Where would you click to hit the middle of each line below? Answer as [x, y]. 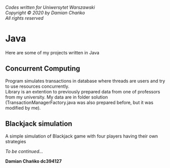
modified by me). [23, 108]
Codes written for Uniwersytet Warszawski [50, 7]
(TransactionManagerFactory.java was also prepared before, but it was [79, 102]
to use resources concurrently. [37, 86]
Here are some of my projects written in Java [53, 52]
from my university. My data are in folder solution [57, 97]
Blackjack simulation [39, 124]
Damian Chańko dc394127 [33, 161]
